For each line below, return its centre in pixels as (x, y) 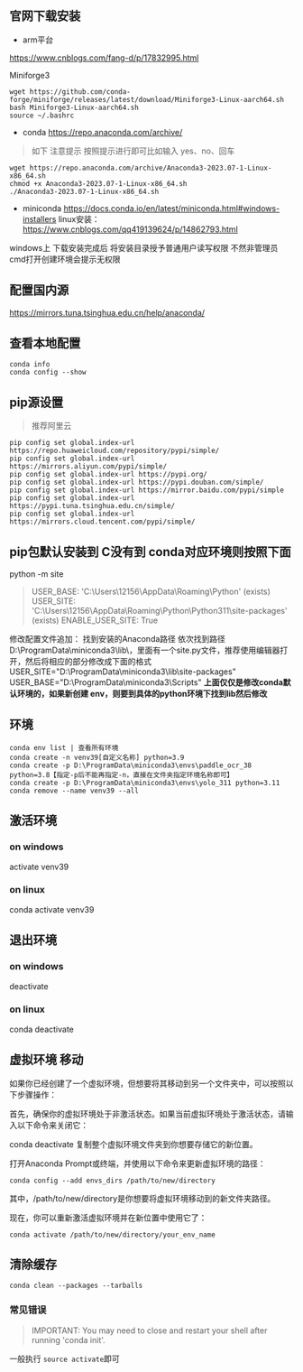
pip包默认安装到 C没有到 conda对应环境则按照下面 (150, 552)
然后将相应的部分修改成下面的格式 (88, 662)
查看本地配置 (45, 343)
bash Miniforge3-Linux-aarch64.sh (74, 107)
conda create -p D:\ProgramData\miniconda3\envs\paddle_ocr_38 (131, 765)
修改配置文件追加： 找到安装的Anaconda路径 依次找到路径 (117, 639)
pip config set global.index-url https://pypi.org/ (108, 475)
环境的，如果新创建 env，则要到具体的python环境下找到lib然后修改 (142, 694)
